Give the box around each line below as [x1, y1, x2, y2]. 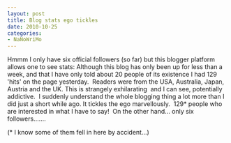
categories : [7, 29, 42, 37]
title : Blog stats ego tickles [7, 17, 98, 24]
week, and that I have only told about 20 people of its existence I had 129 [7, 70, 218, 79]
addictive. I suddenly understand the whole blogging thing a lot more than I [7, 92, 225, 101]
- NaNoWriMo [7, 36, 42, 43]
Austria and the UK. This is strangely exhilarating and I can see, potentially [7, 85, 223, 93]
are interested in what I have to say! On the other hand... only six [7, 107, 194, 116]
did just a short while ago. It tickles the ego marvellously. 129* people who [7, 100, 223, 108]
